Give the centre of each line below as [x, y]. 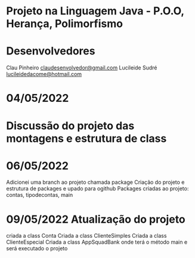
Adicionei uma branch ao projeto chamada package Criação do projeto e [95, 182]
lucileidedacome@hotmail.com [44, 74]
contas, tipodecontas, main [40, 195]
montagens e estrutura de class [86, 138]
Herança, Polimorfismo [65, 24]
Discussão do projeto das [70, 125]
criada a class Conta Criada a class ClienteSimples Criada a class [86, 236]
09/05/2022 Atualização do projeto [96, 219]
